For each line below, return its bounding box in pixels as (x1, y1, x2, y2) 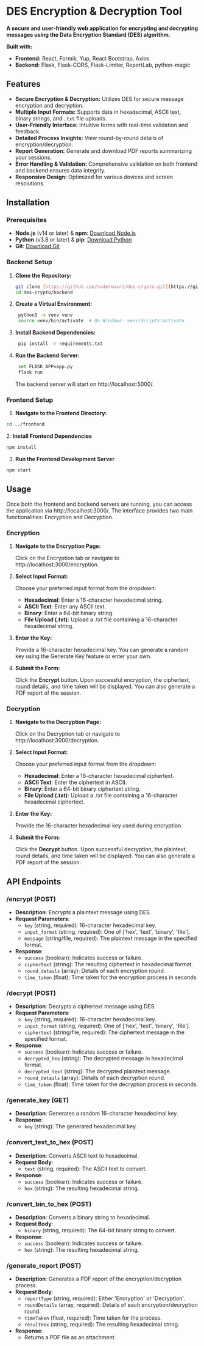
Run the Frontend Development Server (15, 455, 114, 462)
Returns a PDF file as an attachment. (24, 1334, 116, 1341)
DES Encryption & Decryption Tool (6, 4, 183, 18)
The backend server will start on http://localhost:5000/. (15, 380, 154, 388)
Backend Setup (6, 258, 53, 267)
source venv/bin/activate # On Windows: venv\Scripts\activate (18, 318, 185, 324)
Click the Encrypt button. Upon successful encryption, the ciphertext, (15, 676, 191, 683)
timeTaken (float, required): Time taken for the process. (24, 1314, 163, 1322)
